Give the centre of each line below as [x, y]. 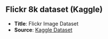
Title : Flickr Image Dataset [46, 23]
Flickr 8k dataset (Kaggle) [54, 10]
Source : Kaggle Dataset [43, 30]
